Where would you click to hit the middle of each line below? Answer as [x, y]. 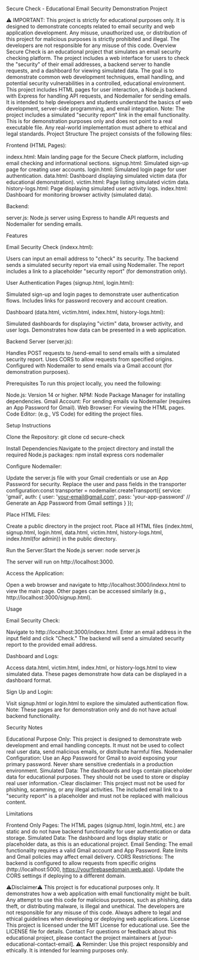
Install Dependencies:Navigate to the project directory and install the [90, 448]
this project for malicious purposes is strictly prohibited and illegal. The [93, 39]
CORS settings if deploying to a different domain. [66, 876]
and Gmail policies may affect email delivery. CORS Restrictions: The [90, 857]
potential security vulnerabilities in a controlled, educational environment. [96, 83]
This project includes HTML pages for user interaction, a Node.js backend [97, 89]
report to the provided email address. [52, 645]
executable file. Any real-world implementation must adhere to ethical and [97, 128]
